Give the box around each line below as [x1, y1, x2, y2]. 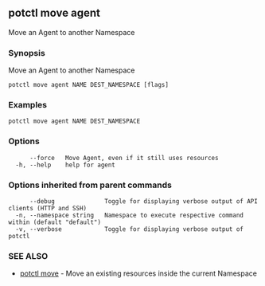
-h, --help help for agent [15, 161, 115, 169]
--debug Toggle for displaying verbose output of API [29, 198, 259, 206]
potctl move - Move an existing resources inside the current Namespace [19, 268, 257, 278]
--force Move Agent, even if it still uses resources [29, 154, 219, 162]
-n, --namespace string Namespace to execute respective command [15, 211, 244, 219]
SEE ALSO [8, 250, 49, 261]
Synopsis [8, 47, 45, 58]
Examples [8, 100, 48, 111]
